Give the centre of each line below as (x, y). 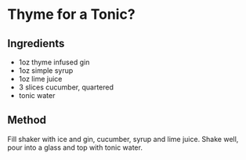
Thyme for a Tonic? (71, 15)
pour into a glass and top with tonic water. (75, 147)
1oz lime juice (40, 79)
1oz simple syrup (46, 71)
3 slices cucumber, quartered (66, 87)
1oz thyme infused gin (54, 62)
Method (27, 120)
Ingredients (36, 44)
